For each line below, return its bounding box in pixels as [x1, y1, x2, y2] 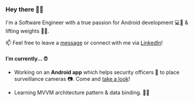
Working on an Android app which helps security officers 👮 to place [14, 68, 180, 75]
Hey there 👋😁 [5, 5, 44, 14]
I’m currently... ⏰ [5, 55, 48, 62]
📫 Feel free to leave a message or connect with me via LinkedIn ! [5, 40, 163, 47]
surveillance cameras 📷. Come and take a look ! [14, 75, 130, 82]
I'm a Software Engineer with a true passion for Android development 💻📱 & [5, 19, 189, 26]
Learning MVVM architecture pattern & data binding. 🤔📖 [14, 88, 150, 96]
